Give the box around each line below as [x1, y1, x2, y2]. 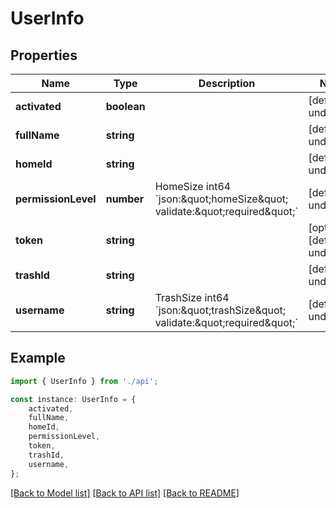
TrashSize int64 [154, 291, 230, 304]
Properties [10, 47, 78, 64]
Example [10, 350, 66, 367]
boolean [105, 100, 146, 113]
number [105, 192, 145, 206]
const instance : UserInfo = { [10, 394, 137, 404]
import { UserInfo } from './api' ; [10, 376, 159, 386]
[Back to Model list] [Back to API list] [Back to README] [10, 487, 240, 499]
